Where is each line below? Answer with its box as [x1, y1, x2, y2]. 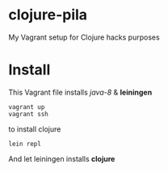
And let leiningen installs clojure [8, 153, 115, 163]
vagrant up [8, 103, 45, 111]
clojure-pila [8, 6, 87, 24]
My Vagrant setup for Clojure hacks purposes [8, 32, 160, 42]
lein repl [8, 140, 42, 148]
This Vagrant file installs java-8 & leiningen [8, 87, 153, 97]
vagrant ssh [8, 110, 48, 118]
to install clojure [8, 124, 61, 134]
